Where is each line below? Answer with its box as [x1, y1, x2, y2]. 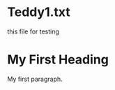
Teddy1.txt [7, 4, 71, 20]
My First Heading [7, 52, 109, 68]
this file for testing [7, 27, 59, 36]
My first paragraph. [7, 75, 63, 83]
